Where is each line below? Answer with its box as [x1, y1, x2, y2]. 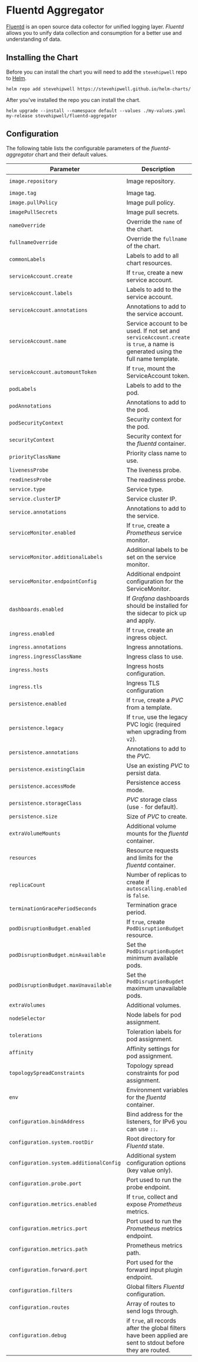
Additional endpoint [126, 570, 181, 578]
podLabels [9, 386, 37, 392]
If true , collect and [126, 1192, 178, 1200]
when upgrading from [126, 728, 187, 736]
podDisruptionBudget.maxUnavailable [9, 982, 112, 988]
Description [141, 165, 175, 173]
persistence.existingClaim [9, 766, 85, 772]
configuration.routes [9, 1304, 70, 1311]
